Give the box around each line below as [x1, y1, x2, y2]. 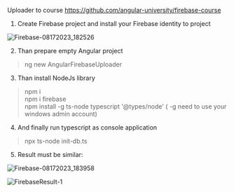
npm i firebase [24, 95, 67, 103]
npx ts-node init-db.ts [24, 137, 88, 145]
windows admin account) [24, 110, 98, 118]
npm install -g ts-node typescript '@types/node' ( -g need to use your [24, 102, 227, 111]
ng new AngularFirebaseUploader [24, 60, 123, 69]
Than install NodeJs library [17, 74, 96, 82]
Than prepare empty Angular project [17, 47, 123, 55]
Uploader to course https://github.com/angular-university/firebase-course [7, 6, 221, 14]
